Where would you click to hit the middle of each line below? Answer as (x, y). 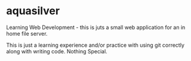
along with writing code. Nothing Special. (57, 51)
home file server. (27, 33)
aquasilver (33, 11)
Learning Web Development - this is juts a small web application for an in (96, 27)
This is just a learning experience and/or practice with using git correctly (95, 45)
